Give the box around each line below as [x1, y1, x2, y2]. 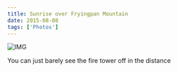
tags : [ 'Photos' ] [7, 23, 59, 30]
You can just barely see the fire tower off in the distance [7, 56, 172, 65]
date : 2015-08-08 [7, 17, 59, 24]
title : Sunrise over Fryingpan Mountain [7, 10, 129, 18]
